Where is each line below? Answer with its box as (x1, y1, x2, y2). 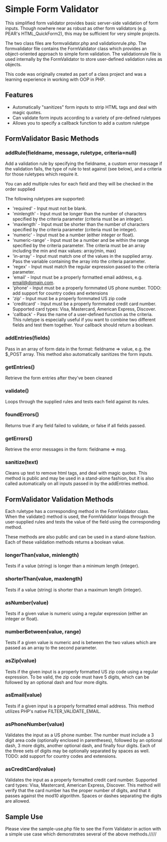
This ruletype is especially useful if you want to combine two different (12, 317, 156, 323)
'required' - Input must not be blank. (12, 205, 87, 211)
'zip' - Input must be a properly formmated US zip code (12, 296, 127, 302)
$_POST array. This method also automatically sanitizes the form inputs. (5, 351, 153, 357)
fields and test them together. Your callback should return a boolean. (12, 322, 154, 328)
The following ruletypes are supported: (5, 196, 85, 202)
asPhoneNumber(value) (5, 720, 65, 727)
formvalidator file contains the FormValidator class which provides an (5, 45, 147, 51)
